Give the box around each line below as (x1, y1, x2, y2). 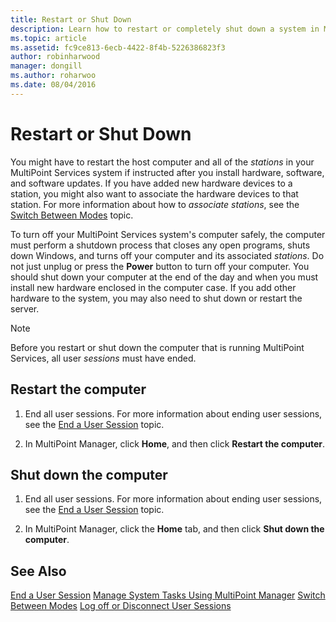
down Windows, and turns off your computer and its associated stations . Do (10, 249, 325, 261)
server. (10, 302, 40, 315)
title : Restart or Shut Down (10, 14, 132, 25)
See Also (10, 562, 67, 580)
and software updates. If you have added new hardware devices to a (10, 177, 293, 189)
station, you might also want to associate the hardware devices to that (10, 187, 299, 200)
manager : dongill (10, 61, 83, 71)
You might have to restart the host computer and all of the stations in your (10, 156, 315, 168)
